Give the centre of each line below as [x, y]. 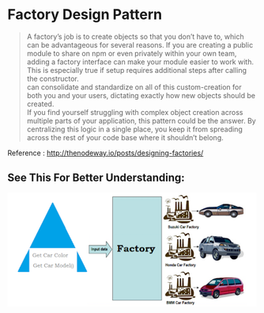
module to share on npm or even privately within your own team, [132, 53]
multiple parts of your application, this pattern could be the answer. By [141, 120]
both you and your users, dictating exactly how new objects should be [141, 95]
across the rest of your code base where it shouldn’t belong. [125, 137]
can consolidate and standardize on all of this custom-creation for [134, 87]
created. [40, 104]
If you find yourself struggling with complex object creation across [135, 112]
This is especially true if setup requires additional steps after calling [136, 70]
